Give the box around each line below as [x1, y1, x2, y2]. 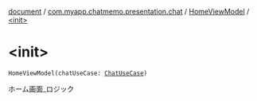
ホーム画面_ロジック [8, 84, 74, 94]
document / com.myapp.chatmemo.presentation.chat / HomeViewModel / [8, 7, 250, 16]
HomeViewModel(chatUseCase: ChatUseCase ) [8, 69, 148, 77]
